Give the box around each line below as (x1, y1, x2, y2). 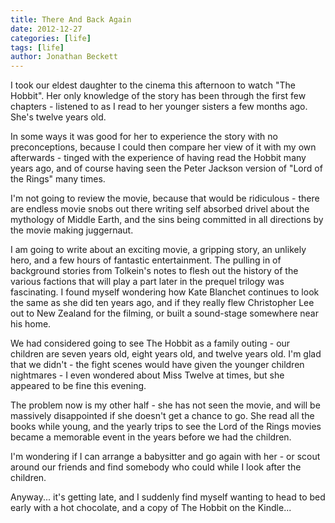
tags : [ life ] (10, 42, 65, 53)
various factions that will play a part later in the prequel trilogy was (10, 276, 285, 288)
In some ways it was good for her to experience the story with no (10, 131, 279, 143)
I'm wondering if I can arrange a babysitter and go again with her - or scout (10, 451, 321, 463)
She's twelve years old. (10, 111, 107, 123)
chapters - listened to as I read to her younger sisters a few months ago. (10, 101, 308, 113)
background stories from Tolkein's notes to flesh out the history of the (10, 265, 299, 277)
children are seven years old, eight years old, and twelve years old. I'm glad (10, 348, 322, 360)
